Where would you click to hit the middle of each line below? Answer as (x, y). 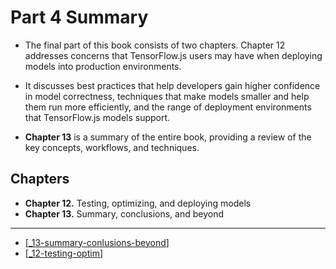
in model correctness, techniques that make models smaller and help (167, 96)
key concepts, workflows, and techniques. (112, 147)
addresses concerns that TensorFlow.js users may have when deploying (173, 55)
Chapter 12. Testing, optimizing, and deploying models (138, 203)
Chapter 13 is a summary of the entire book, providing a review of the (168, 137)
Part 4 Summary (79, 17)
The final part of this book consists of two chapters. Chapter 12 (155, 45)
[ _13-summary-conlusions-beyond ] (97, 242)
